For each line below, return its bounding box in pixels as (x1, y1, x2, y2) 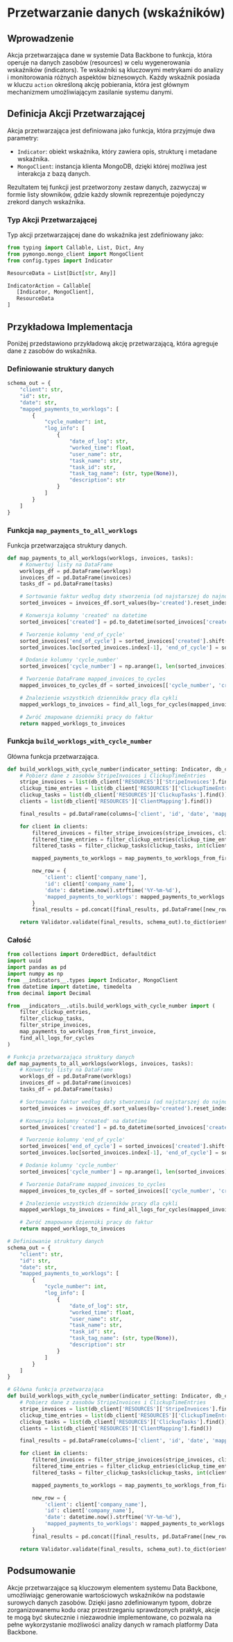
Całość (7, 935, 31, 945)
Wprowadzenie (7, 33, 74, 44)
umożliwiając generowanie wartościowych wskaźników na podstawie (7, 1591, 205, 1599)
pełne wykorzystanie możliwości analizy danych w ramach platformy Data (7, 1620, 218, 1629)
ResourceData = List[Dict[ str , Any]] (7, 270, 116, 277)
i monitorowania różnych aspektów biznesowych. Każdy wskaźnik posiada (7, 73, 221, 81)
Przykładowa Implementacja (7, 321, 133, 333)
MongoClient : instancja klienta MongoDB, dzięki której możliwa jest (17, 162, 207, 170)
